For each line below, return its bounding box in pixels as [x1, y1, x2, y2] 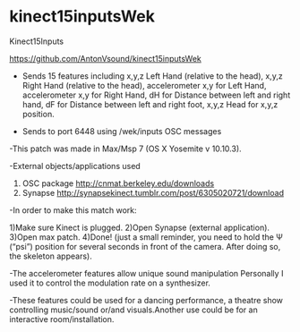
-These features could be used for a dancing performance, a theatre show [9, 294, 284, 305]
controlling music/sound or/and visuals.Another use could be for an [9, 304, 258, 315]
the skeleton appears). [9, 251, 92, 261]
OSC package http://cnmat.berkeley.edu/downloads [21, 177, 215, 189]
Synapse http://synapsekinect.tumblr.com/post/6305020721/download [21, 187, 285, 198]
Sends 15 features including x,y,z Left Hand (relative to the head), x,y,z [21, 70, 284, 81]
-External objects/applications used [9, 160, 141, 171]
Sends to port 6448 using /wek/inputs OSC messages [21, 125, 222, 136]
